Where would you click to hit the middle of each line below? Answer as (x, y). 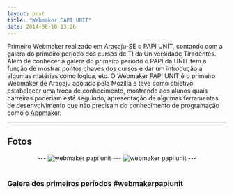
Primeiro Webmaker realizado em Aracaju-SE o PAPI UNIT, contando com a (115, 47)
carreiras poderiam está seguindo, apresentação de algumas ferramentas (113, 98)
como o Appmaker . (34, 113)
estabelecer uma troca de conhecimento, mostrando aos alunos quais (108, 91)
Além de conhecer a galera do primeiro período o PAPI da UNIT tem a (107, 61)
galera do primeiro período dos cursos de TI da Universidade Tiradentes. (112, 54)
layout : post (26, 14)
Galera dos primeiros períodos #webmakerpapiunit (95, 184)
